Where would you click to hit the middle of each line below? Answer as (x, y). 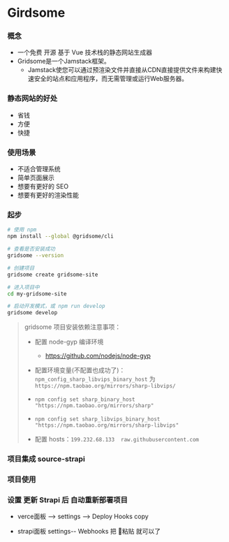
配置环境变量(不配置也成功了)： (80, 370)
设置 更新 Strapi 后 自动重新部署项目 (67, 499)
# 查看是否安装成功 (31, 249)
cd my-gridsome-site (37, 294)
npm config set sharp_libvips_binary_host (97, 419)
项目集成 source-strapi (46, 459)
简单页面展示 (36, 178)
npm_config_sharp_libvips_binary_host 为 (95, 379)
